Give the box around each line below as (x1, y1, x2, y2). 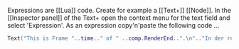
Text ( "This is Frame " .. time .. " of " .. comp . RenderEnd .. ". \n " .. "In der (7, 35, 224, 42)
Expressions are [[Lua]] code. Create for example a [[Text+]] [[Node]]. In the (7, 6, 232, 14)
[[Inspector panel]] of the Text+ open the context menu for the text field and (7, 13, 230, 22)
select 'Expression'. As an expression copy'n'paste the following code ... (7, 21, 220, 29)
